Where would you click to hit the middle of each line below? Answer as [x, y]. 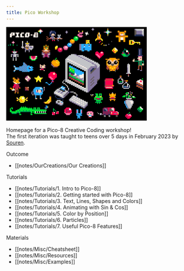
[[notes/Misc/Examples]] [45, 262]
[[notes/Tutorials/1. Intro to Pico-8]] [58, 188]
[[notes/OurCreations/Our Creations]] [60, 165]
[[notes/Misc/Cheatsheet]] [47, 249]
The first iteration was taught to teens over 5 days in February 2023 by [92, 136]
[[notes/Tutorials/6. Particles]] [51, 220]
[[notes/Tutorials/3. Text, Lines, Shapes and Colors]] [79, 201]
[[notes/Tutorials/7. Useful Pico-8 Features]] [68, 226]
